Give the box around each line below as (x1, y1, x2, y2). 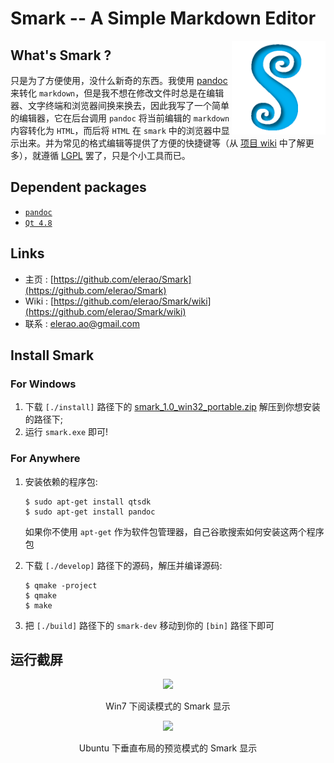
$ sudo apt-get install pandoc (24, 507, 156, 517)
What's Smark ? (10, 47, 112, 64)
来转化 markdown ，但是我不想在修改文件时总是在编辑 (10, 87, 225, 99)
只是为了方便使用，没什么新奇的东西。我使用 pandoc (10, 75, 228, 86)
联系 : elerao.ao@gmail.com (24, 317, 140, 329)
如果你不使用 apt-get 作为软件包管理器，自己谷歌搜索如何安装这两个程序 (24, 525, 325, 537)
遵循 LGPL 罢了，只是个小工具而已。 (40, 150, 191, 161)
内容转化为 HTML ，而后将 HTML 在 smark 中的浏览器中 (10, 125, 222, 136)
